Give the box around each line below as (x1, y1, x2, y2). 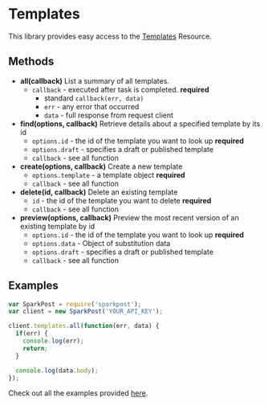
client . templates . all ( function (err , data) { (8, 322, 160, 330)
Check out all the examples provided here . (8, 388, 148, 398)
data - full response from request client (43, 110, 174, 120)
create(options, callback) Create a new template (19, 162, 183, 171)
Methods (8, 55, 55, 68)
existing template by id (19, 221, 95, 231)
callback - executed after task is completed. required (31, 84, 210, 94)
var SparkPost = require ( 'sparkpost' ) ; (8, 300, 142, 308)
